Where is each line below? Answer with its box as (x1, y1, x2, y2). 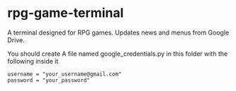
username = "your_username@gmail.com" (7, 71, 122, 78)
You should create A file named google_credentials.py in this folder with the (7, 49, 228, 58)
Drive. (7, 35, 25, 44)
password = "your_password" (7, 76, 91, 84)
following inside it (7, 56, 59, 65)
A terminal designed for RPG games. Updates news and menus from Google (7, 28, 230, 37)
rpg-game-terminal (7, 5, 124, 21)
